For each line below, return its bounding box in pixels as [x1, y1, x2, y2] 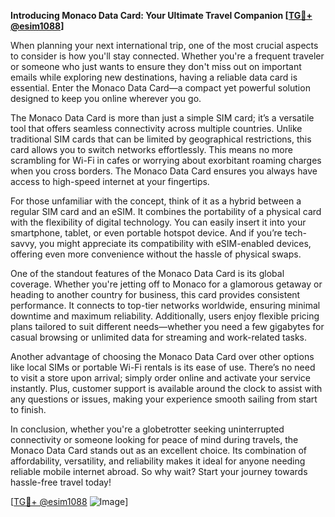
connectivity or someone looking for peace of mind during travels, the [10, 434, 299, 445]
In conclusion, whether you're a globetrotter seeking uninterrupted [10, 423, 285, 435]
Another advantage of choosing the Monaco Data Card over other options [10, 351, 315, 362]
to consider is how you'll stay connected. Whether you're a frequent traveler [10, 50, 325, 62]
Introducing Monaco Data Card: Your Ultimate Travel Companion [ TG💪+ [10, 10, 313, 21]
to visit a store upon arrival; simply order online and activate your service [10, 372, 311, 384]
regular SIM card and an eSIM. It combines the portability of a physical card [10, 206, 322, 217]
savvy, [10, 238, 38, 249]
